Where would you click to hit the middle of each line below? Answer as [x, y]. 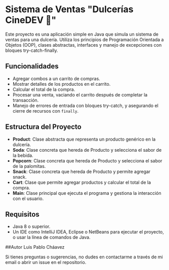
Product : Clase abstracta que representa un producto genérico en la [84, 139]
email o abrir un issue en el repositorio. [46, 262]
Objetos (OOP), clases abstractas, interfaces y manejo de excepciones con [83, 45]
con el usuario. [28, 198]
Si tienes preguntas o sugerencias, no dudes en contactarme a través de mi [84, 257]
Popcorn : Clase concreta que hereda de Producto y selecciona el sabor [88, 160]
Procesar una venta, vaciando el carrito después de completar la [80, 94]
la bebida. [23, 155]
